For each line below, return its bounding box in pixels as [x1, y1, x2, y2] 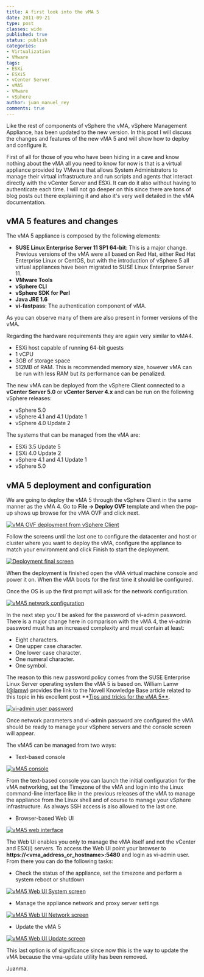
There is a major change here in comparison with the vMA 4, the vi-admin [6, 618, 191, 625]
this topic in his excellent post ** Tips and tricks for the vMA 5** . [6, 693, 171, 700]
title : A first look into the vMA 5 [6, 9, 99, 15]
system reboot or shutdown [15, 876, 85, 883]
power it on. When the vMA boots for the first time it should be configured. [6, 576, 194, 584]
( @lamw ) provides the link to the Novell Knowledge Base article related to [6, 686, 191, 694]
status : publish [6, 37, 47, 43]
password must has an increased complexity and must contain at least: [6, 624, 185, 632]
